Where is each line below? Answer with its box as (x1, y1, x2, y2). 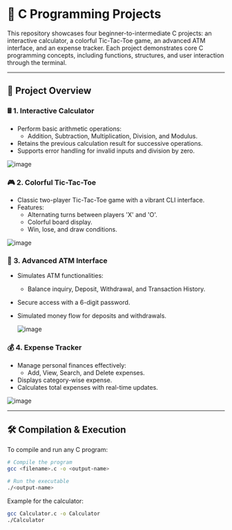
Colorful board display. (27, 218, 93, 226)
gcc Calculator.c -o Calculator (7, 510, 100, 517)
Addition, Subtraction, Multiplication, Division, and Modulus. (27, 131, 198, 140)
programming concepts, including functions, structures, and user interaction (7, 51, 224, 59)
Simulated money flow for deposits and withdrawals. (17, 312, 167, 320)
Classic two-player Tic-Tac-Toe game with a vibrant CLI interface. (17, 196, 205, 204)
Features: (17, 203, 45, 211)
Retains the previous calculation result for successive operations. (17, 139, 203, 147)
